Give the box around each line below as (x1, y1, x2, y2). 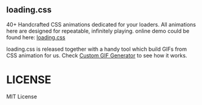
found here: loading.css (6, 33, 66, 41)
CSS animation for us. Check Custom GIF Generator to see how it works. (6, 51, 187, 59)
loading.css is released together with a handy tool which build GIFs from (6, 45, 187, 52)
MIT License (6, 93, 38, 100)
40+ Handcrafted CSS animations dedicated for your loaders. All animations (6, 21, 196, 28)
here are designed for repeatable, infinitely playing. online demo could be (6, 27, 190, 34)
